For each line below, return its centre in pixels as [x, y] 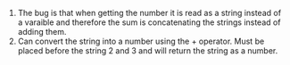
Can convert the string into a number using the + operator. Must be [141, 41]
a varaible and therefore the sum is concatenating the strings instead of [149, 22]
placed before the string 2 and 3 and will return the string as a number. [148, 51]
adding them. [42, 32]
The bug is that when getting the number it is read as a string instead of [149, 13]
